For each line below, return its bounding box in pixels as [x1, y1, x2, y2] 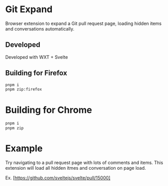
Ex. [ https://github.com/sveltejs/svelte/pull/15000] [5, 174, 110, 181]
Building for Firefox [5, 69, 68, 77]
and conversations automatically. [5, 25, 75, 32]
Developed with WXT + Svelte [5, 54, 68, 60]
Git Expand [5, 4, 52, 15]
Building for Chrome [5, 104, 93, 115]
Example [5, 143, 43, 154]
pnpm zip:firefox [5, 87, 42, 92]
